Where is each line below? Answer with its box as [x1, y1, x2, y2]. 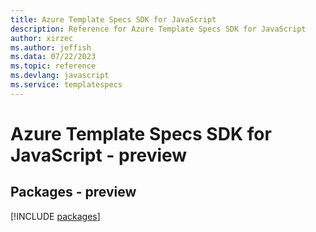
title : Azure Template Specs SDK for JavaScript [10, 14, 217, 25]
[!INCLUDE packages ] [10, 210, 101, 222]
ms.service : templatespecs [10, 80, 123, 90]
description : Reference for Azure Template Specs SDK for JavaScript [10, 24, 307, 34]
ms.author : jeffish [10, 42, 92, 53]
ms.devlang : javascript [10, 71, 110, 81]
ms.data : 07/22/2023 [10, 52, 97, 62]
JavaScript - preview [10, 144, 188, 166]
